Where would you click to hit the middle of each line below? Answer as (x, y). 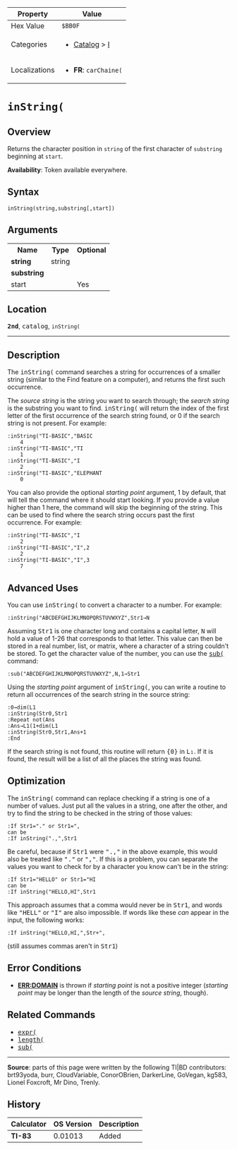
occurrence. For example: (45, 522)
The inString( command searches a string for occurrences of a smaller (114, 372)
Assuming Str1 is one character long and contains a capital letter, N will (112, 631)
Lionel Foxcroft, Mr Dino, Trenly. (54, 1082)
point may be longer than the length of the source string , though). (113, 993)
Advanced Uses (43, 588)
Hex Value (28, 26)
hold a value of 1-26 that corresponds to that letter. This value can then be (115, 639)
